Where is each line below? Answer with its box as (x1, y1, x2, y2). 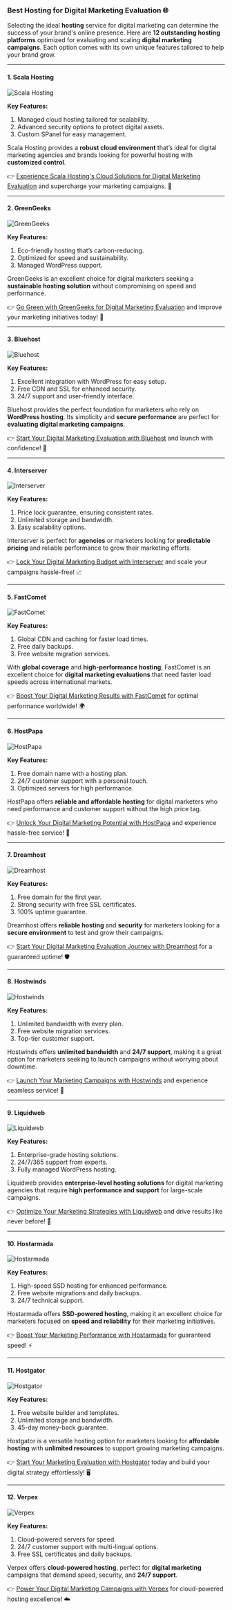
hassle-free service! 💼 (7, 829, 70, 837)
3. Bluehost (7, 335, 41, 344)
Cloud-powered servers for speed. (17, 1535, 116, 1544)
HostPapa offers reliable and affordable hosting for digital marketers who (7, 797, 218, 806)
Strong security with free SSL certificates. (17, 900, 137, 908)
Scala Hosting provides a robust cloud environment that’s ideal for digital (7, 143, 217, 151)
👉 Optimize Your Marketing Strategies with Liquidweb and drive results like (7, 1207, 223, 1216)
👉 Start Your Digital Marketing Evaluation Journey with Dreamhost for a (7, 942, 213, 950)
